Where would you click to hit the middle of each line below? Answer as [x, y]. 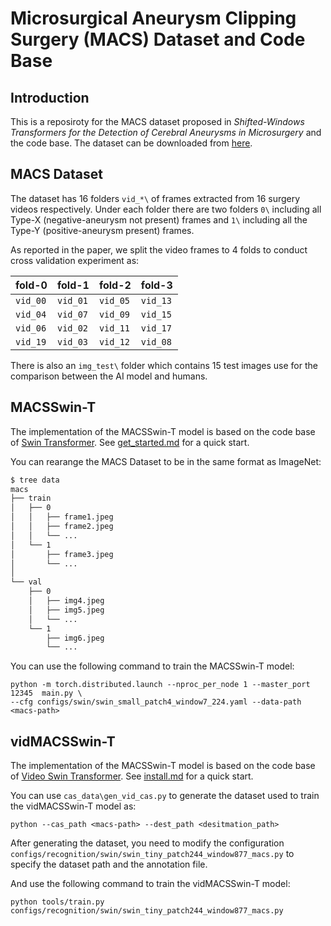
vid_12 [114, 341]
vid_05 [114, 300]
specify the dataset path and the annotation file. [109, 864]
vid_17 [156, 328]
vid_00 [31, 300]
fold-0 [31, 285]
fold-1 [73, 285]
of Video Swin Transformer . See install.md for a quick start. [132, 776]
